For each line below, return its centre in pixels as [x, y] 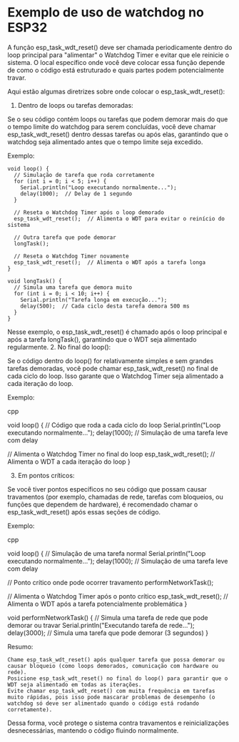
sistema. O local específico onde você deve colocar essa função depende [116, 62]
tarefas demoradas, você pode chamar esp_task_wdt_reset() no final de [113, 368]
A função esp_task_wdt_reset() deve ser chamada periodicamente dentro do [120, 47]
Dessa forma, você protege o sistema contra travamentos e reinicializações [118, 723]
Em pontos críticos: [46, 475]
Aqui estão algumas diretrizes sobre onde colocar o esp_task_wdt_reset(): [116, 91]
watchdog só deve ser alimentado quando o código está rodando [103, 703]
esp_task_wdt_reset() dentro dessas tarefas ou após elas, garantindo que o [118, 134]
